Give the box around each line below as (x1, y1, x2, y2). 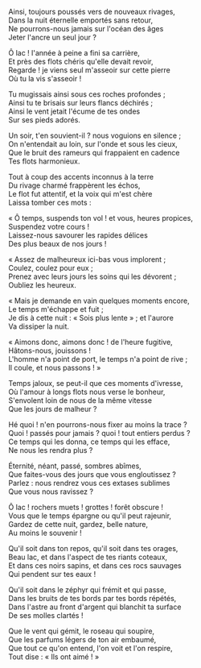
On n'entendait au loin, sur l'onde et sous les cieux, (8, 139, 178, 148)
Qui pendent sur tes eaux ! (8, 570, 96, 579)
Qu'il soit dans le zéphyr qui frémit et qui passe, (8, 585, 166, 595)
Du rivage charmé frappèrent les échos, (8, 180, 141, 190)
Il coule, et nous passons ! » (8, 363, 101, 372)
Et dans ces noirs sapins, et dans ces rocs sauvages (8, 561, 183, 570)
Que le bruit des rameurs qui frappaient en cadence (8, 148, 180, 157)
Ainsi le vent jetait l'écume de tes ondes (8, 106, 141, 116)
